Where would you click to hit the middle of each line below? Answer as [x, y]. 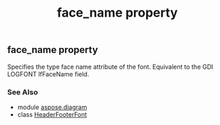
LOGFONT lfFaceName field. [48, 74]
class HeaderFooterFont [52, 114]
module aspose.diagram [52, 107]
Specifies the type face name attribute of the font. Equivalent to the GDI [110, 67]
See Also [23, 92]
